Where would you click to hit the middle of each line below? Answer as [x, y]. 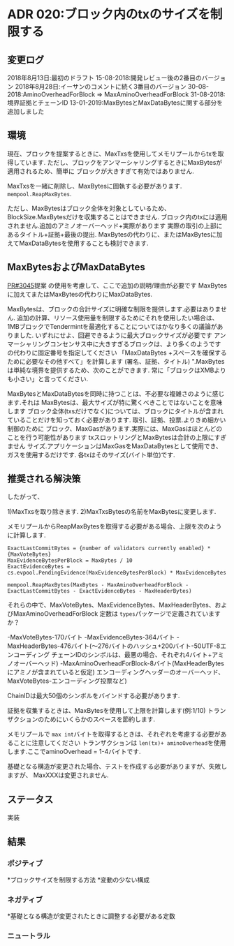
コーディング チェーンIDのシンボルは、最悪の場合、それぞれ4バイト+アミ [119, 655]
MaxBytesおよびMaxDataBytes [76, 267]
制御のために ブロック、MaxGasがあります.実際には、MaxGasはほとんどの [115, 428]
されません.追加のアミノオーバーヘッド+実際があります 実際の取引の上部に [115, 226]
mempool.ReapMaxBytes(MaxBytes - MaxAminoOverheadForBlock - [98, 585]
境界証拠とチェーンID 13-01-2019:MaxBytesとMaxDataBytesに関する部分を [115, 103]
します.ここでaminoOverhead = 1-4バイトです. [74, 752]
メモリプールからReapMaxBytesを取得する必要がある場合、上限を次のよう [115, 526]
